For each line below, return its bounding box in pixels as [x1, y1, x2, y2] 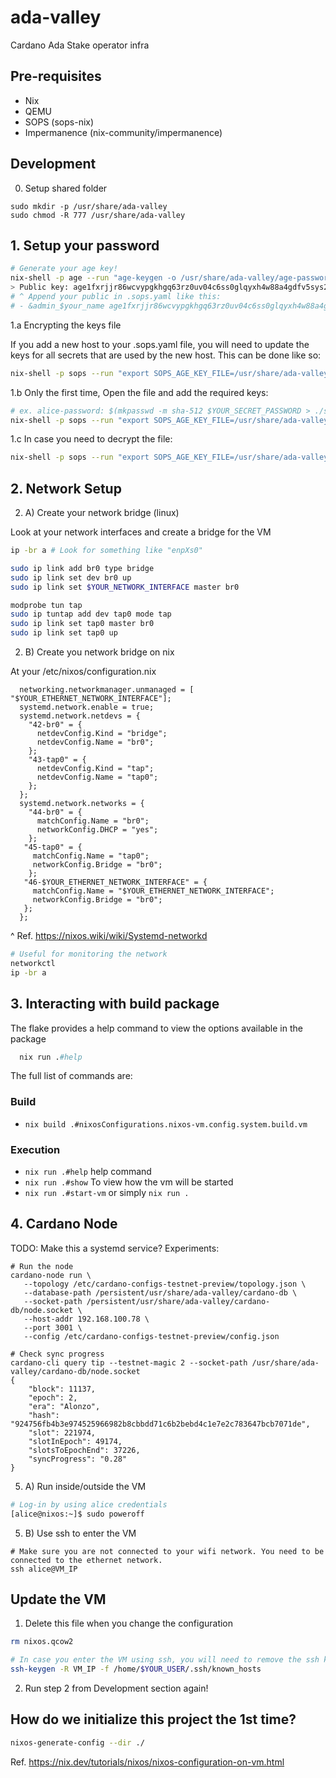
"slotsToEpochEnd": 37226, [28, 1445, 141, 1455]
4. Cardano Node [10, 1216, 118, 1233]
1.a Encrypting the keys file [10, 319, 122, 331]
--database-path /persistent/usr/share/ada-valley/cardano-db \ [23, 1287, 298, 1298]
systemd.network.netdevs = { [19, 711, 141, 721]
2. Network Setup [10, 480, 122, 497]
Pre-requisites [10, 68, 102, 85]
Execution [10, 1142, 61, 1156]
